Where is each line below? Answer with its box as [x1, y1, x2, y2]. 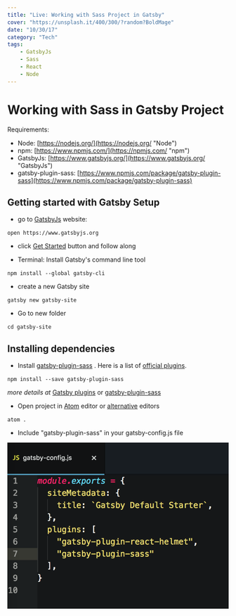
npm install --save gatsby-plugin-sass [7, 376, 124, 383]
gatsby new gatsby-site [7, 297, 77, 304]
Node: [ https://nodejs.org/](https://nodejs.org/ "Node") [17, 139, 177, 147]
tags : [7, 41, 23, 49]
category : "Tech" [7, 34, 58, 41]
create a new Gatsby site [17, 282, 90, 291]
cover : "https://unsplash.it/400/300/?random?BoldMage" [7, 18, 174, 26]
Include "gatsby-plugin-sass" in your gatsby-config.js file [17, 429, 184, 437]
